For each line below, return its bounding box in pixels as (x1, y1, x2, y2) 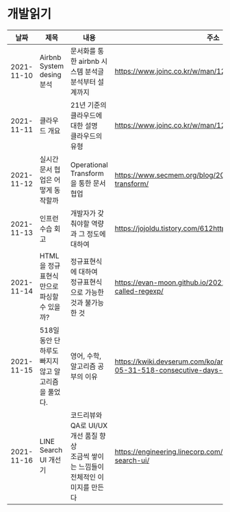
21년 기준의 (71, 100, 107, 110)
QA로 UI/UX (71, 421, 108, 430)
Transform (71, 168, 104, 178)
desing (39, 69, 62, 79)
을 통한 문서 (71, 178, 106, 188)
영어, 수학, (71, 351, 101, 361)
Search (39, 445, 63, 454)
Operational (71, 159, 108, 169)
